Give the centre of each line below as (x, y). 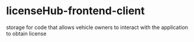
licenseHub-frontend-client (75, 11)
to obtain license (26, 33)
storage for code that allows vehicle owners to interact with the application (97, 27)
